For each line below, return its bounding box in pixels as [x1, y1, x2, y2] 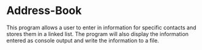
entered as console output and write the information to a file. [6, 37, 159, 44]
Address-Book [6, 4, 82, 18]
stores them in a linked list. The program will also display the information [6, 30, 189, 37]
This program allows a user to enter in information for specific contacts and [6, 24, 197, 31]
